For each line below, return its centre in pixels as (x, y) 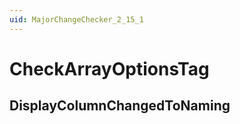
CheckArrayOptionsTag (109, 68)
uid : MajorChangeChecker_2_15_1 (76, 19)
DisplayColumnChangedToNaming (120, 106)
